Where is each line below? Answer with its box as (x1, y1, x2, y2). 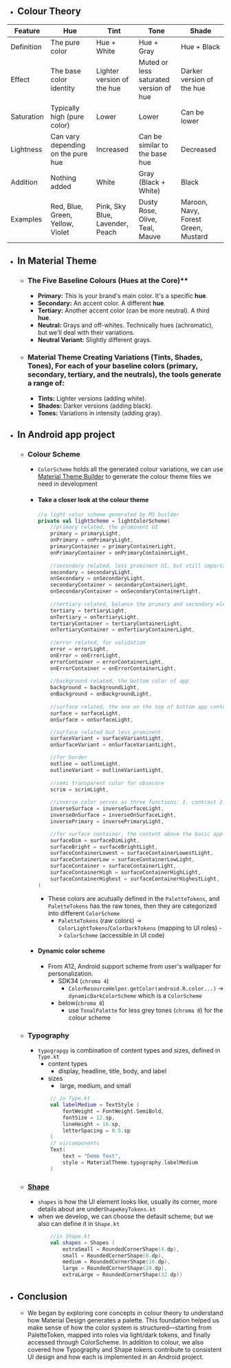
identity (50, 83, 76, 92)
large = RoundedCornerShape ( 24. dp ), (62, 1265, 168, 1272)
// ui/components (50, 1140, 100, 1147)
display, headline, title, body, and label (58, 1067, 167, 1075)
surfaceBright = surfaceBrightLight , (50, 843, 158, 851)
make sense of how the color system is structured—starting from (27, 1323, 212, 1331)
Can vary (50, 131, 80, 141)
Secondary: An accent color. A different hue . (37, 299, 166, 307)
